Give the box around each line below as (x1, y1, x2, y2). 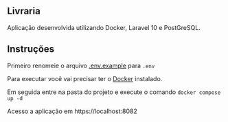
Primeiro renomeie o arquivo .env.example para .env (7, 61, 155, 70)
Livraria (7, 5, 41, 17)
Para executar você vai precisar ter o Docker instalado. (7, 74, 163, 82)
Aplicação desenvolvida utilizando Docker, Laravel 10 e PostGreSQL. (7, 23, 201, 31)
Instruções (7, 44, 55, 55)
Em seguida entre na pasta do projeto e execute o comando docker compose (7, 88, 221, 96)
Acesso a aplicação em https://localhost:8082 (7, 107, 137, 115)
